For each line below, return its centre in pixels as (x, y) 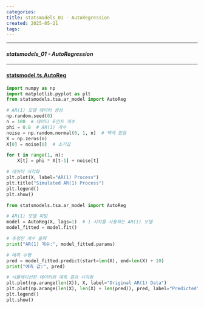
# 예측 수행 (19, 255)
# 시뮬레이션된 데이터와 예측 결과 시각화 (50, 277)
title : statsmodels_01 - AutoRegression (58, 18)
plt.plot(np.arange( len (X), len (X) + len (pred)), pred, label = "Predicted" (103, 289)
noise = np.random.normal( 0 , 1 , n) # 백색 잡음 (66, 133)
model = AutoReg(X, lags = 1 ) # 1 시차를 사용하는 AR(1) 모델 (80, 222)
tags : (13, 29)
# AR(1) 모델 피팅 (27, 216)
